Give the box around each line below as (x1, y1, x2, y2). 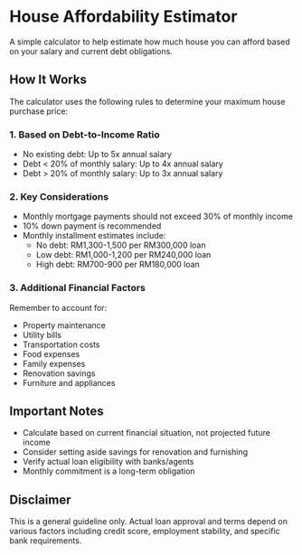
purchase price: (9, 106, 69, 117)
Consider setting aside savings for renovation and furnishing (22, 447, 249, 457)
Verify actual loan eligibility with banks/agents (22, 456, 194, 467)
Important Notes (9, 404, 104, 419)
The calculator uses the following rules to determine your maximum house (9, 96, 287, 107)
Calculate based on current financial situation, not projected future (22, 428, 271, 438)
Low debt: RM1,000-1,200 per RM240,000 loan (35, 249, 212, 260)
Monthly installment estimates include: (22, 230, 166, 241)
